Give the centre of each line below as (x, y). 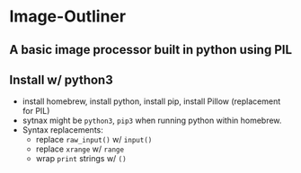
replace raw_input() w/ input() (94, 140)
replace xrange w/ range (80, 149)
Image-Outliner (68, 17)
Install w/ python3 (62, 79)
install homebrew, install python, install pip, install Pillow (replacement (151, 101)
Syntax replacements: (62, 130)
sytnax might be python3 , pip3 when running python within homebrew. (152, 121)
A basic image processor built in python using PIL (151, 50)
